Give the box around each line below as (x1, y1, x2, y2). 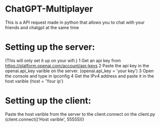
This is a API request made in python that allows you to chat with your (5, 19, 145, 25)
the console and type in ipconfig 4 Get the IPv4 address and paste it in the (5, 73, 154, 79)
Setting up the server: (5, 42, 95, 53)
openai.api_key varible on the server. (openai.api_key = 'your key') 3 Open (5, 68, 154, 74)
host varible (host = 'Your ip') (5, 78, 64, 84)
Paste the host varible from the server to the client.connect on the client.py (5, 111, 156, 117)
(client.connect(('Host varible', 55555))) (5, 116, 84, 122)
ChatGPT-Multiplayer (5, 3, 93, 15)
